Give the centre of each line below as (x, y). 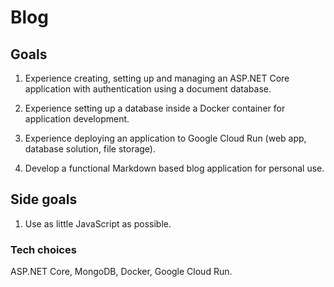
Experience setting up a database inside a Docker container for (155, 108)
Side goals (44, 199)
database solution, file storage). (90, 149)
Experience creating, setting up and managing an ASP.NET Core (157, 78)
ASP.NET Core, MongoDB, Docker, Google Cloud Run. (121, 272)
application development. (77, 119)
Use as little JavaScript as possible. (98, 223)
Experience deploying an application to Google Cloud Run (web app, (165, 138)
